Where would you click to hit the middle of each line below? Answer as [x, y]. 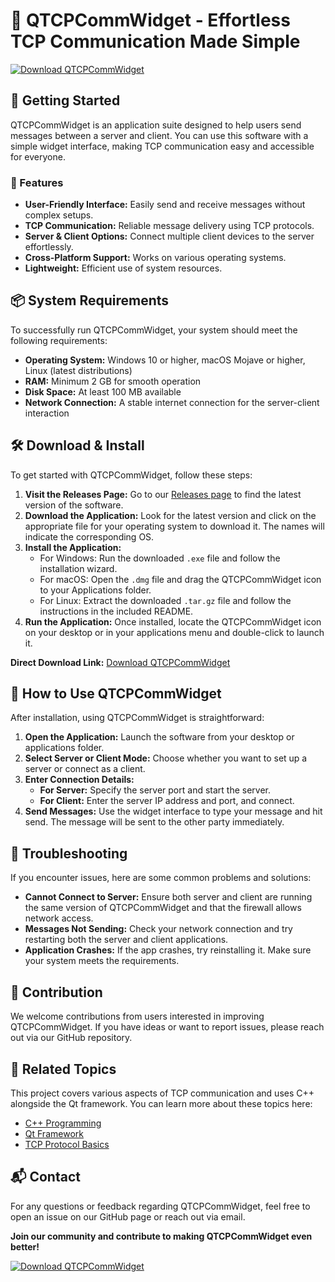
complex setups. [59, 215]
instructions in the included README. [116, 611]
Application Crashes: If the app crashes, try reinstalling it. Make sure [168, 950]
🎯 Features [37, 182]
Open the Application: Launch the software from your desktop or [159, 737]
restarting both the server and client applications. [126, 940]
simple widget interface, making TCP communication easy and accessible [162, 146]
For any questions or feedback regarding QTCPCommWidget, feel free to [160, 1206]
